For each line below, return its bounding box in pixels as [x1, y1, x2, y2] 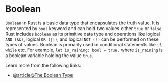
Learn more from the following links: [5, 62, 82, 68]
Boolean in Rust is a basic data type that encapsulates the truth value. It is [5, 20, 160, 26]
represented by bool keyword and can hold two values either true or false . [5, 25, 163, 31]
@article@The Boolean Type [12, 72, 73, 78]
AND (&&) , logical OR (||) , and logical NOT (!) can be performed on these [5, 36, 159, 42]
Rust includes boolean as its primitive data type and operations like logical [5, 31, 160, 37]
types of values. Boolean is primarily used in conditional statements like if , [5, 41, 163, 47]
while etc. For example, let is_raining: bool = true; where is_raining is [5, 47, 163, 53]
